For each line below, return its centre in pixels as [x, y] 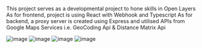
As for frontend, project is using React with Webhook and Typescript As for [99, 15]
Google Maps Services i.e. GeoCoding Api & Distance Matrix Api [86, 27]
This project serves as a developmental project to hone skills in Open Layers [101, 9]
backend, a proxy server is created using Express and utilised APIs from [96, 21]
